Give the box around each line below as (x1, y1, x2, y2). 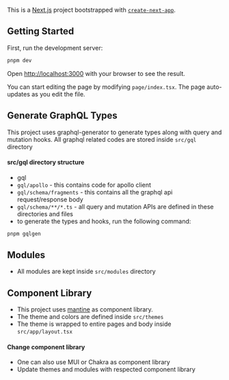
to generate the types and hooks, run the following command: (16, 217, 191, 225)
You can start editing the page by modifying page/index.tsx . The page (7, 82, 206, 91)
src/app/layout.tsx (16, 329, 73, 335)
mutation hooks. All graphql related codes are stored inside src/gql (7, 135, 197, 143)
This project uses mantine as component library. (16, 305, 154, 314)
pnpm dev (7, 57, 32, 64)
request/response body (16, 195, 83, 203)
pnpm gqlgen (7, 230, 41, 237)
